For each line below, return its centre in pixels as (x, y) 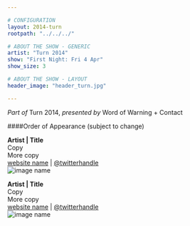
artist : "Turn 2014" (38, 53)
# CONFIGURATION (31, 20)
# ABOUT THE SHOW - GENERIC (49, 46)
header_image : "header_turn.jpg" (57, 86)
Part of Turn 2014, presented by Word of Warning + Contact (95, 112)
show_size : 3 (27, 66)
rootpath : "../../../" (41, 34)
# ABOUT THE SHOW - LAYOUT (47, 79)
